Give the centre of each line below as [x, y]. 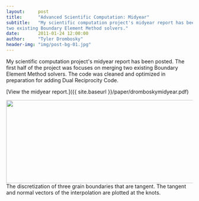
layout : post [28, 12]
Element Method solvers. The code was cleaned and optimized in [86, 74]
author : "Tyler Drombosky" [45, 39]
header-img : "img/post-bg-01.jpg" [49, 45]
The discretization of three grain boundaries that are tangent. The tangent [96, 186]
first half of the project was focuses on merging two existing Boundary [92, 67]
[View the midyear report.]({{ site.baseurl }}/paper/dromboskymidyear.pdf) [97, 92]
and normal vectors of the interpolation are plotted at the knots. [84, 192]
